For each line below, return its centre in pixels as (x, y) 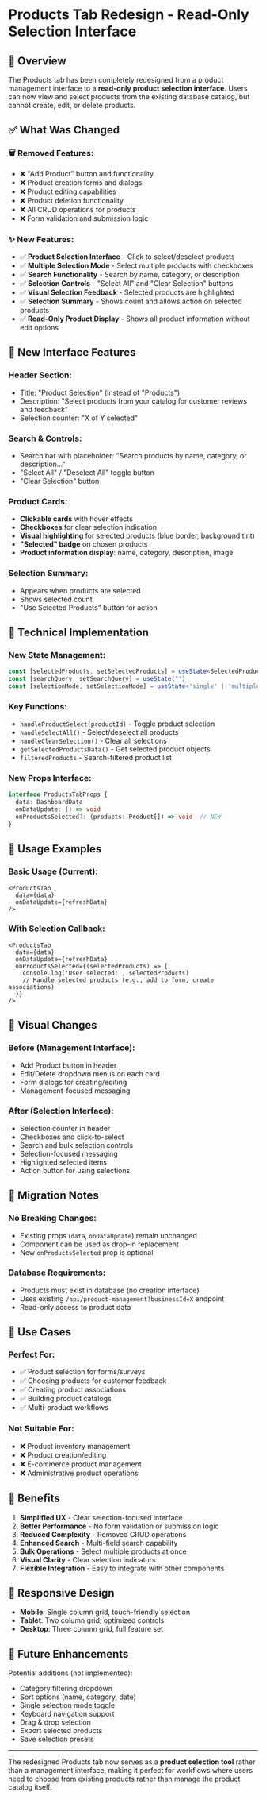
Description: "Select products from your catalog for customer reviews (133, 401)
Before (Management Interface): (72, 1048)
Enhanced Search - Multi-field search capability (99, 1543)
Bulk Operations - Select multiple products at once (103, 1551)
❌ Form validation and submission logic (84, 218)
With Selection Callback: (57, 929)
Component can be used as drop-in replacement (99, 1244)
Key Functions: (38, 706)
